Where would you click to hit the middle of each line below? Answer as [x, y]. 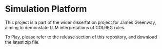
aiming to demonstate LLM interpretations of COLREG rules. [65, 27]
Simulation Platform [46, 9]
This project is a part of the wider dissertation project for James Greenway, [81, 22]
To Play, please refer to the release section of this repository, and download [81, 37]
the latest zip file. [22, 42]
